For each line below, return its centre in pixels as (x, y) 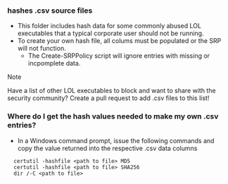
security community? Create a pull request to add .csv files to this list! (108, 98)
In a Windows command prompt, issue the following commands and (116, 140)
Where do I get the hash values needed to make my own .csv (113, 116)
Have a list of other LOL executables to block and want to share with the (112, 91)
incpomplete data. (54, 63)
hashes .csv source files (50, 11)
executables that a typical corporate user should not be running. (110, 33)
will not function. (42, 49)
